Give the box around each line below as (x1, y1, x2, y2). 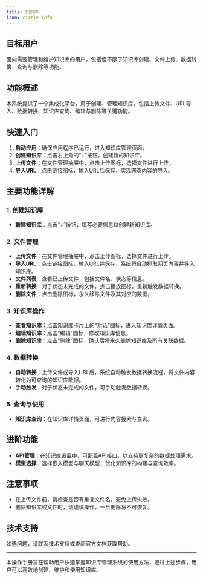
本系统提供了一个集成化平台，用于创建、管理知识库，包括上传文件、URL (6, 100, 186, 107)
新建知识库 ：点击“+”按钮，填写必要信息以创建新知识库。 (14, 220, 156, 228)
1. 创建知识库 (6, 206, 43, 214)
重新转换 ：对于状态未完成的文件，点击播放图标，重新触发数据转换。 (14, 282, 185, 289)
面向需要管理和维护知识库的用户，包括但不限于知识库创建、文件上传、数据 (6, 56, 192, 63)
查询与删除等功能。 (16, 63, 65, 70)
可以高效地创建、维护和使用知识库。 (11, 566, 101, 574)
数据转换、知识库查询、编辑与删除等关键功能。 (16, 107, 134, 115)
